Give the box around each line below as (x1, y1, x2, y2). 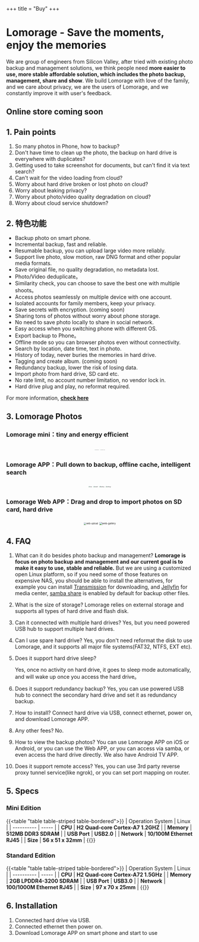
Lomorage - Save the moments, (6, 26, 165, 39)
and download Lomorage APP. (14, 716, 90, 723)
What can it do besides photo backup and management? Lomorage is (14, 552, 186, 559)
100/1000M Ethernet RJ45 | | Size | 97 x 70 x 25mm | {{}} (6, 884, 150, 891)
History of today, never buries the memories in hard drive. (14, 351, 156, 358)
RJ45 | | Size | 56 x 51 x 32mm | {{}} (6, 836, 96, 843)
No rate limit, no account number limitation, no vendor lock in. (14, 377, 166, 384)
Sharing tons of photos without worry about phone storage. (14, 312, 160, 320)
